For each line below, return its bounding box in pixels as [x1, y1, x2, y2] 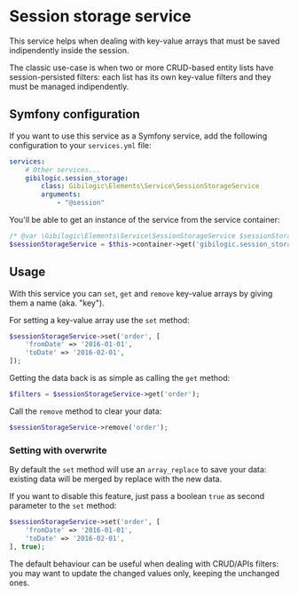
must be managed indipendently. [9, 81, 129, 91]
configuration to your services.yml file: [9, 139, 153, 150]
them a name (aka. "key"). [9, 297, 105, 308]
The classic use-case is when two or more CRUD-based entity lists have [9, 62, 274, 73]
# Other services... [25, 165, 101, 174]
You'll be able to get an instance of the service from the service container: [9, 215, 280, 225]
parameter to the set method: [9, 500, 117, 512]
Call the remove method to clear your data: [9, 406, 162, 416]
